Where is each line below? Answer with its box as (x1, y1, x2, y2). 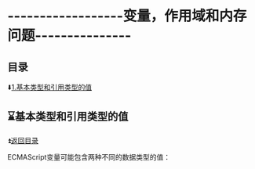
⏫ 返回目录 (7, 135, 38, 145)
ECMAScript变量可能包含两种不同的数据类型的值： (7, 152, 170, 161)
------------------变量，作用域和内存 (7, 7, 247, 25)
